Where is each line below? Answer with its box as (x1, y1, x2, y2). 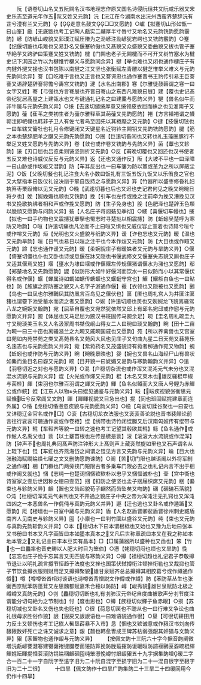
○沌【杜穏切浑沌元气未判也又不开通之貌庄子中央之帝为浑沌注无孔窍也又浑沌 (6, 492, 194, 500)
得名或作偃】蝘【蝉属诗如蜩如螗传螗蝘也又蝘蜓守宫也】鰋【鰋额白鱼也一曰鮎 (6, 275, 195, 282)
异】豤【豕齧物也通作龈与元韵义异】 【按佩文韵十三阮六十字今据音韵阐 (6, 635, 188, 642)
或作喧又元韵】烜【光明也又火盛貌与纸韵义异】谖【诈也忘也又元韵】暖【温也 (6, 230, 195, 237)
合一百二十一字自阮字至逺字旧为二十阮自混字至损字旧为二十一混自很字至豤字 (6, 657, 195, 665)
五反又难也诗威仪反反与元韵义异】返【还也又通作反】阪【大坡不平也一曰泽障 (6, 155, 195, 162)
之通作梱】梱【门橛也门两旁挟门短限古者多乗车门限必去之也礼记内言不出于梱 (6, 462, 195, 470)
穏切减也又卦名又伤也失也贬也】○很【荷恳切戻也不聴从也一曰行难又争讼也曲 (6, 605, 194, 612)
